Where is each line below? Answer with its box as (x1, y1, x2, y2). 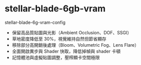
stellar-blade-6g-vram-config (4, 19, 66, 25)
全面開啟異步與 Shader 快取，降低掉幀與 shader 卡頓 (11, 48, 121, 54)
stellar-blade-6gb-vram (4, 3, 106, 14)
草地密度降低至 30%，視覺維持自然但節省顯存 (11, 36, 106, 42)
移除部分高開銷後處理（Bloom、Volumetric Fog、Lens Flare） (11, 42, 139, 48)
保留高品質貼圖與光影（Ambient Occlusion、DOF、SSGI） (11, 29, 132, 35)
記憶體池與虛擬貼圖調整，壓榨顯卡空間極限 (11, 54, 100, 60)
